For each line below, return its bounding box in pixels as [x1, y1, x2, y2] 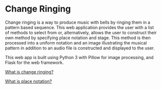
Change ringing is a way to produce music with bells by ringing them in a [5, 19, 150, 25]
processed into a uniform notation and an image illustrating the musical [5, 40, 147, 45]
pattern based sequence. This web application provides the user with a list [5, 24, 154, 30]
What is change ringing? [5, 69, 54, 74]
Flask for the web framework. [5, 59, 64, 65]
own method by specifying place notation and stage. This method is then [5, 35, 151, 41]
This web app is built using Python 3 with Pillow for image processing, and [5, 54, 154, 60]
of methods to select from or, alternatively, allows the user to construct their [5, 30, 157, 35]
